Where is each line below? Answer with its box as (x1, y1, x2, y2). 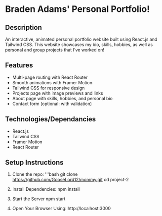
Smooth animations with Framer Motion (12, 79, 93, 85)
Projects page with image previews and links (12, 90, 103, 96)
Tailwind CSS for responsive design (12, 85, 85, 91)
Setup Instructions (5, 159, 64, 167)
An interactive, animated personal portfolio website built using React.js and (5, 36, 158, 42)
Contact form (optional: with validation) (12, 101, 92, 107)
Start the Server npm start (12, 196, 66, 202)
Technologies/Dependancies (5, 115, 96, 123)
